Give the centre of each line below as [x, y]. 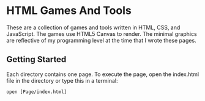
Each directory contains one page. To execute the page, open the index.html [103, 74]
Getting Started [36, 59]
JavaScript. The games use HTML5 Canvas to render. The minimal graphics [102, 33]
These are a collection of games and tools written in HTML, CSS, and [93, 27]
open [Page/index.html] [37, 92]
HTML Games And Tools [69, 11]
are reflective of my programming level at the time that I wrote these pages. [102, 40]
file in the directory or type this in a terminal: [62, 80]
